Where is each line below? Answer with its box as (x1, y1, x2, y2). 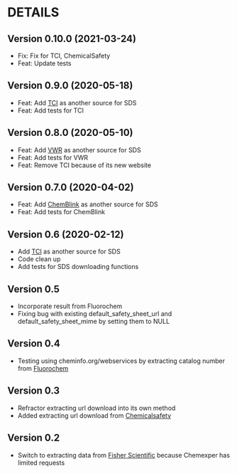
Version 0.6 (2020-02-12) (7, 228, 124, 241)
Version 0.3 (7, 385, 60, 397)
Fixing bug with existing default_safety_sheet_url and (17, 310, 172, 318)
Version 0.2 (7, 432, 60, 444)
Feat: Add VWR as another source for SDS (17, 145, 141, 154)
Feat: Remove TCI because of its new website (17, 161, 151, 169)
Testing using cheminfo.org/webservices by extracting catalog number (17, 357, 226, 365)
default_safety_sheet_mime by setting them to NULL (17, 317, 170, 326)
